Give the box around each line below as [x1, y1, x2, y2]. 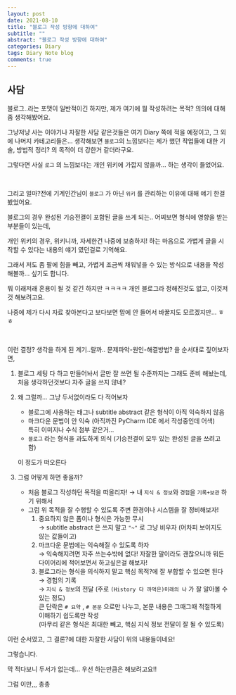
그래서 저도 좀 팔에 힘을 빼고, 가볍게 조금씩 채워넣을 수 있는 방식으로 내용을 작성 [7, 260, 225, 268]
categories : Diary [7, 43, 61, 50]
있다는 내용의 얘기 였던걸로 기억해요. [27, 245, 128, 253]
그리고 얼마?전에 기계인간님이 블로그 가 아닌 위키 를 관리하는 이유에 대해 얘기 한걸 [7, 189, 225, 197]
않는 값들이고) [38, 532, 77, 540]
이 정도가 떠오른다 [17, 458, 67, 466]
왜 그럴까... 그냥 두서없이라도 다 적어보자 [17, 392, 129, 401]
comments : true [7, 56, 52, 63]
